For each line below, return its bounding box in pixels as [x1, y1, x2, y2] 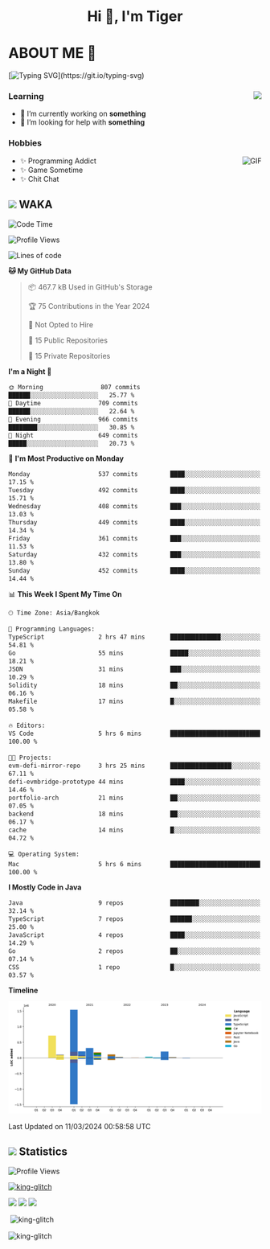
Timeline [8, 985, 39, 995]
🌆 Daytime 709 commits [8, 399, 138, 407]
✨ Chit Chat [19, 174, 59, 183]
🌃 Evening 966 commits [8, 415, 138, 423]
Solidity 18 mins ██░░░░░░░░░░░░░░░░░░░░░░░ [8, 681, 261, 689]
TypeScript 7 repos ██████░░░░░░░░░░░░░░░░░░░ [8, 914, 261, 923]
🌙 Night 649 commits [8, 431, 138, 439]
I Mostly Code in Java [8, 882, 82, 892]
